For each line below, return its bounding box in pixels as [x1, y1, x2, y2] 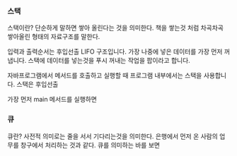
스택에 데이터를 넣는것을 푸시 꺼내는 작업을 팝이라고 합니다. [28, 56, 191, 65]
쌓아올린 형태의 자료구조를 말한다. [7, 32, 100, 41]
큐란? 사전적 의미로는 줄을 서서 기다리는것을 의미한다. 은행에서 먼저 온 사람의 [7, 132, 218, 140]
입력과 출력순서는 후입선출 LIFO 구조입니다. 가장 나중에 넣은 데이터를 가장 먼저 [7, 47, 223, 56]
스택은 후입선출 [16, 80, 59, 89]
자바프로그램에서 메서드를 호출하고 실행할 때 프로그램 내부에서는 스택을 [7, 71, 202, 80]
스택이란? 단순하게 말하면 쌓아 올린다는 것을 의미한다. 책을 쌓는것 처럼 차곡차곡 [7, 23, 224, 32]
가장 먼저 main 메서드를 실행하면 [7, 95, 98, 104]
